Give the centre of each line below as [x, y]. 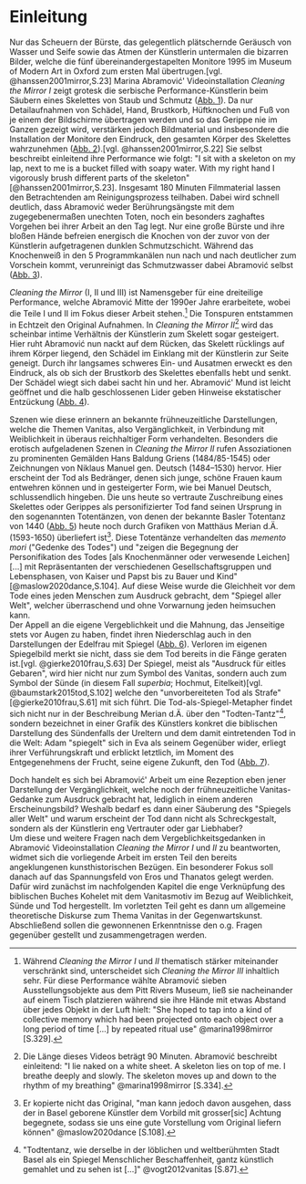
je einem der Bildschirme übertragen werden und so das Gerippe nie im [143, 119]
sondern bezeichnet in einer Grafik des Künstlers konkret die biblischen [143, 723]
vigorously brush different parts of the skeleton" [100, 177]
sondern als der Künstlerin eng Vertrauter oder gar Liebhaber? [126, 828]
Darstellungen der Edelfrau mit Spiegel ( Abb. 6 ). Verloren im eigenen [138, 644]
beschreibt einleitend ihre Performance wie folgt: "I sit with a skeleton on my [153, 158]
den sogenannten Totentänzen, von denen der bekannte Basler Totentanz [148, 516]
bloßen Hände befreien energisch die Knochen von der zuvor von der [140, 235]
